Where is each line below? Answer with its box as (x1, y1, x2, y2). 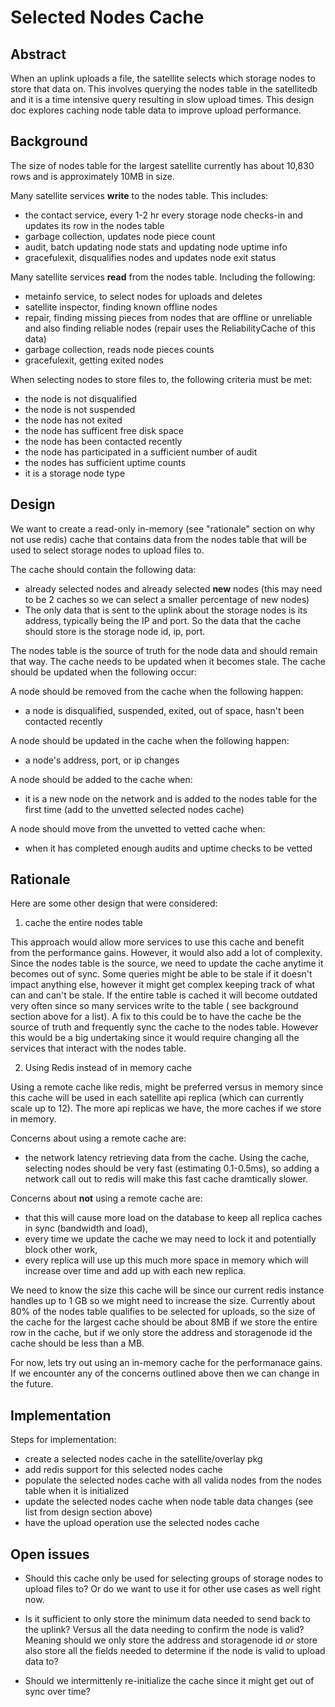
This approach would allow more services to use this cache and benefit (10, 936, 305, 948)
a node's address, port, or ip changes (24, 754, 180, 766)
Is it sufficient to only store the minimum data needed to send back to (24, 1613, 311, 1625)
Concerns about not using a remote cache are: (10, 1192, 203, 1205)
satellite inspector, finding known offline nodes (24, 301, 218, 313)
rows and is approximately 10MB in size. (10, 170, 175, 182)
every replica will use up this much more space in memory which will (24, 1254, 309, 1266)
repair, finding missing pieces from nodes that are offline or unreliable (24, 311, 313, 323)
